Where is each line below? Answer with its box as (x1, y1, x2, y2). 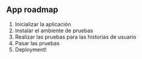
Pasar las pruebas (14, 39, 60, 46)
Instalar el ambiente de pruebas (14, 27, 93, 34)
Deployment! (14, 46, 47, 53)
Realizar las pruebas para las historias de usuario (14, 33, 137, 41)
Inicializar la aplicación (14, 20, 71, 27)
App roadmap (6, 5, 59, 15)
